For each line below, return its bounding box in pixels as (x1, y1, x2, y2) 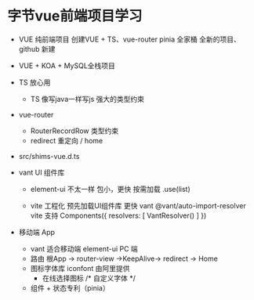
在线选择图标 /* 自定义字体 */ (42, 273, 136, 283)
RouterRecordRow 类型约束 (30, 126, 119, 136)
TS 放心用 (18, 78, 51, 87)
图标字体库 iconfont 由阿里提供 (30, 263, 130, 273)
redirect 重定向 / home (30, 136, 103, 145)
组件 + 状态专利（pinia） (30, 283, 111, 292)
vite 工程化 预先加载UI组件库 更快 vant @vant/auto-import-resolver (30, 201, 246, 210)
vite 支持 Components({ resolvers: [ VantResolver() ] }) (30, 211, 207, 220)
